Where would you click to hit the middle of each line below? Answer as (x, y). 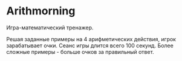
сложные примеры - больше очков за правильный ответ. (80, 51)
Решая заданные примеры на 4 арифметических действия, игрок (91, 39)
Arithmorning (41, 11)
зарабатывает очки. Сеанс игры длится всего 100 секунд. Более (90, 45)
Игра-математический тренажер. (50, 28)
